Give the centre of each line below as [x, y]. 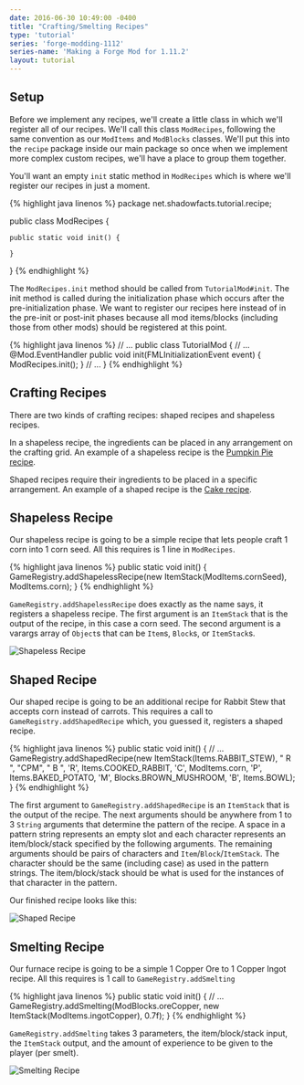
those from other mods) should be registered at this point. [118, 327]
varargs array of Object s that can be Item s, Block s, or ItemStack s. [132, 633]
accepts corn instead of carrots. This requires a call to [111, 711]
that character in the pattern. [63, 883]
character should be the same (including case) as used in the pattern [139, 863]
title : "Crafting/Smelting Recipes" [79, 26]
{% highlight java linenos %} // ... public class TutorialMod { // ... [130, 344]
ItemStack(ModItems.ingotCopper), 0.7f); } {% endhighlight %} [128, 1016]
